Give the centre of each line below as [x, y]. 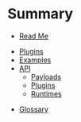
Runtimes [46, 93]
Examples [35, 60]
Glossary [34, 109]
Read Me [34, 36]
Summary [40, 14]
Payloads [46, 77]
